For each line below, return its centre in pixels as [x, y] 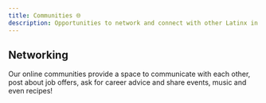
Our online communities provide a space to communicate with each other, [129, 74]
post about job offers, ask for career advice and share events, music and [127, 82]
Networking [39, 55]
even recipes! [31, 91]
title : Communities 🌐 [45, 15]
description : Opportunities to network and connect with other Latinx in [133, 23]
